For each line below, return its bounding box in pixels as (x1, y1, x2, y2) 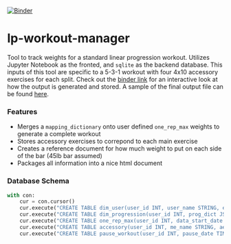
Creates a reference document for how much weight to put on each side (16, 144, 222, 153)
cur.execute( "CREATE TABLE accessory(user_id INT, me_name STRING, (19, 223, 217, 230)
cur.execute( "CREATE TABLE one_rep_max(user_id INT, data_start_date (19, 217, 223, 225)
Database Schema (7, 176, 70, 186)
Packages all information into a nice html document (16, 159, 163, 168)
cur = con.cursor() (19, 198, 76, 206)
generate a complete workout (16, 130, 101, 138)
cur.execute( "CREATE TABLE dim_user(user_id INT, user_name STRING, (19, 205, 220, 212)
